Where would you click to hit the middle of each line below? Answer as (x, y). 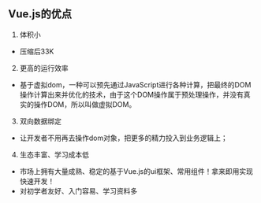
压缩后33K (37, 51)
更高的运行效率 (44, 68)
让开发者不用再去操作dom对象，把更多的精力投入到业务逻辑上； (124, 138)
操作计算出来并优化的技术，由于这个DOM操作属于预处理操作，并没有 (132, 94)
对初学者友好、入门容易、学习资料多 (78, 190)
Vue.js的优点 (40, 14)
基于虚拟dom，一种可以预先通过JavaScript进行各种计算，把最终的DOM (135, 84)
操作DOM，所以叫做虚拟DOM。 (85, 104)
